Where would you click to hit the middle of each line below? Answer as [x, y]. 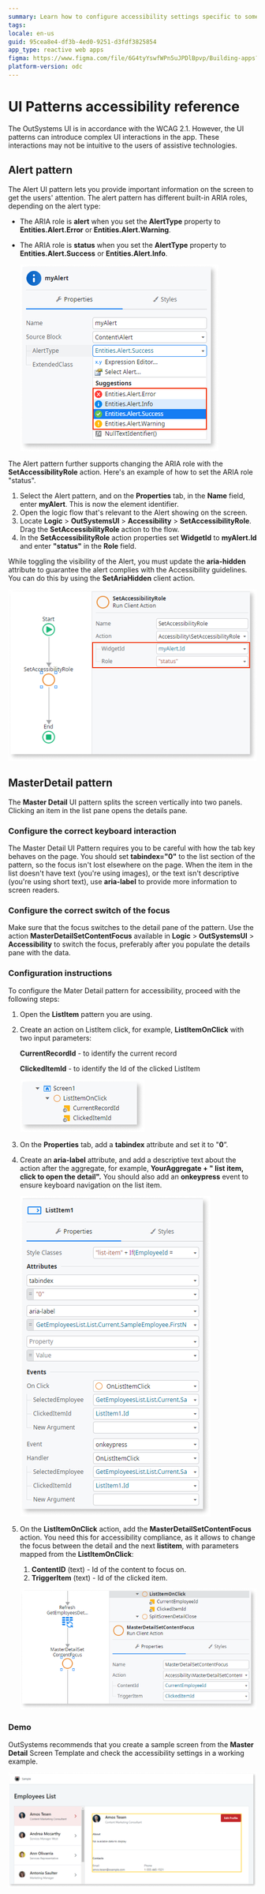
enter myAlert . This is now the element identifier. [99, 504]
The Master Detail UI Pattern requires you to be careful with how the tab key [132, 848]
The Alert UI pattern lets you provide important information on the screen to [131, 189]
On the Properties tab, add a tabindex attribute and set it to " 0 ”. [124, 1144]
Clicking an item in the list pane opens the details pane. [98, 810]
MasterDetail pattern [60, 783]
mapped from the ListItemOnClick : [77, 1554]
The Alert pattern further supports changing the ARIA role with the [116, 463]
